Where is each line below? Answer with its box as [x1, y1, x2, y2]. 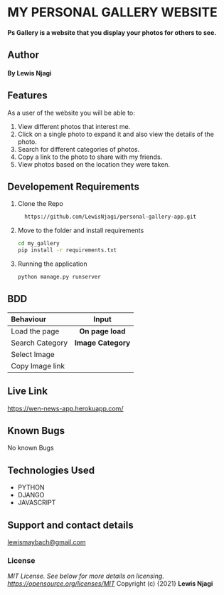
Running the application [17, 259, 87, 268]
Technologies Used [7, 464, 95, 476]
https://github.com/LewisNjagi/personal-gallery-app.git [24, 213, 197, 221]
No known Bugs [7, 443, 55, 452]
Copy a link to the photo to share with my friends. [17, 152, 163, 161]
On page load [79, 326, 126, 336]
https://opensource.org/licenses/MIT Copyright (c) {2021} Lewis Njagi [7, 579, 213, 588]
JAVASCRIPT [17, 498, 56, 507]
